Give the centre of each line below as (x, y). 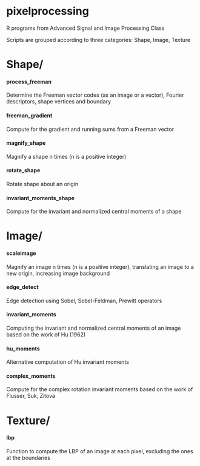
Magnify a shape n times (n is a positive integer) (66, 156)
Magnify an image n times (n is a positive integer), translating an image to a (100, 266)
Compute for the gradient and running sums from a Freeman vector (90, 129)
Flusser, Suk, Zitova (31, 396)
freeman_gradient (29, 115)
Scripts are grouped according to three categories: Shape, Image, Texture (98, 40)
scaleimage (21, 253)
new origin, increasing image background (58, 273)
